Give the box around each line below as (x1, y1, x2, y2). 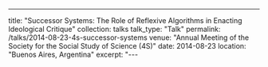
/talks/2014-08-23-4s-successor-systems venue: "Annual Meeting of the (8, 33, 250, 42)
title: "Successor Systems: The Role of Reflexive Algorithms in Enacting (8, 16, 242, 25)
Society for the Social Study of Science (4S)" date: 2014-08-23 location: (8, 41, 246, 50)
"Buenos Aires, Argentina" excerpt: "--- (8, 49, 138, 59)
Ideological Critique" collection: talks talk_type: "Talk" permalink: (8, 25, 221, 33)
